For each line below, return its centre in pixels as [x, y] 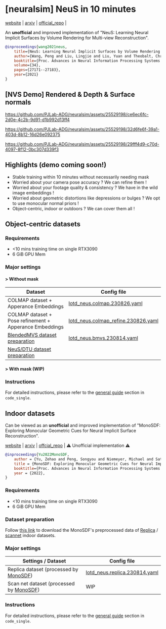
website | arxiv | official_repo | [36, 23]
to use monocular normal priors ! [45, 203]
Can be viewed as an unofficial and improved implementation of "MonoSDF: [83, 426]
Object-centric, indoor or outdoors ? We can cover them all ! [73, 208]
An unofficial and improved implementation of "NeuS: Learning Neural [77, 32]
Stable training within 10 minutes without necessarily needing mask [81, 177]
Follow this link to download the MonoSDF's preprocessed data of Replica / [82, 530]
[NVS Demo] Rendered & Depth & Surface [70, 94]
